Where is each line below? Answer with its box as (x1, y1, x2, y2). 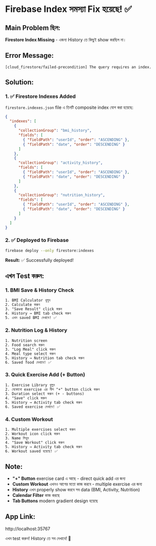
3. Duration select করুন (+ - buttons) (5, 391, 85, 396)
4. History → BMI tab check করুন (5, 311, 71, 316)
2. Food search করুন (5, 342, 45, 347)
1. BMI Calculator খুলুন (5, 298, 51, 303)
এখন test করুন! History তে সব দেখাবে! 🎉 (5, 535, 71, 541)
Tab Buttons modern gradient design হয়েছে (12, 498, 98, 504)
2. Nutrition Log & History (5, 327, 68, 334)
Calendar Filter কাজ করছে (12, 492, 60, 498)
